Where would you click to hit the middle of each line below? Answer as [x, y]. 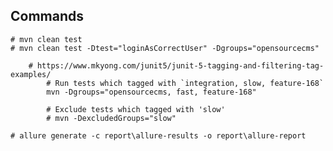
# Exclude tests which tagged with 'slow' [136, 109]
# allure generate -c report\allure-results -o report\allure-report [158, 135]
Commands [47, 16]
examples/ [31, 74]
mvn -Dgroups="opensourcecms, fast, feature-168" [151, 92]
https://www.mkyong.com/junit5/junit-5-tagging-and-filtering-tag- [180, 65]
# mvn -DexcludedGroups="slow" [111, 118]
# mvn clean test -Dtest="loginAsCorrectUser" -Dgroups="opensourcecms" [165, 48]
